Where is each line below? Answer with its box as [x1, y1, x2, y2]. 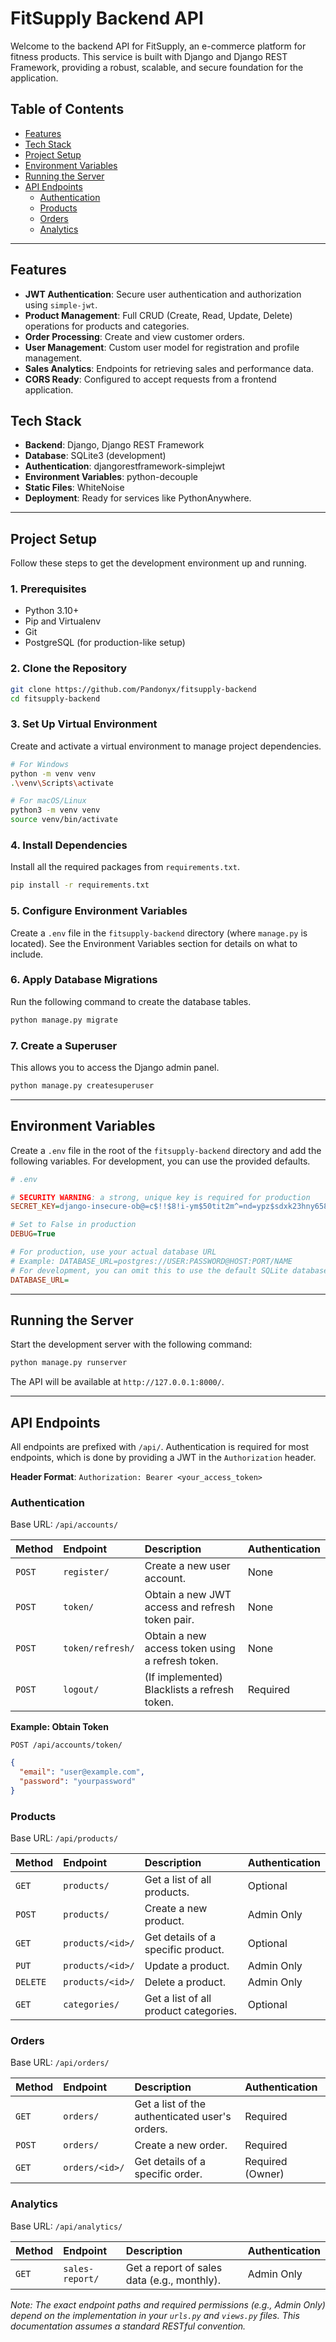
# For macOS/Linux [10, 796, 87, 806]
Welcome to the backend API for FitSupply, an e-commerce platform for [10, 40, 307, 52]
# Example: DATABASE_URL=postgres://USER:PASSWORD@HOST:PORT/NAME [10, 1256, 293, 1266]
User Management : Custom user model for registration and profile [24, 341, 300, 353]
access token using [144, 1642, 236, 1656]
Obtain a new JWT [144, 1588, 232, 1602]
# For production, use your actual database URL [10, 1247, 217, 1257]
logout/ [63, 1684, 100, 1696]
